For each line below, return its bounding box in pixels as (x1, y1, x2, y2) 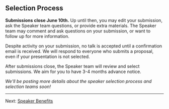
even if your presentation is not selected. (5, 53, 90, 59)
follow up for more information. (5, 33, 69, 39)
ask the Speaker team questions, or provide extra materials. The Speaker (5, 22, 157, 28)
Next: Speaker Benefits (5, 97, 53, 104)
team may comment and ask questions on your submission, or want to (5, 27, 151, 34)
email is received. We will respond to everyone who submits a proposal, (5, 48, 154, 54)
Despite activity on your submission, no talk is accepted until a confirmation (5, 42, 162, 49)
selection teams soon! (5, 83, 51, 89)
